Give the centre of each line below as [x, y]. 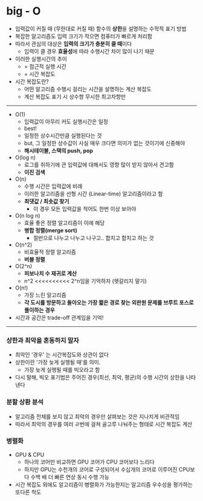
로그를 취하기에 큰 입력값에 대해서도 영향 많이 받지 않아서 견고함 [99, 164]
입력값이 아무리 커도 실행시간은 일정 [66, 121]
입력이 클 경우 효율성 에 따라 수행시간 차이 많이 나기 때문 [89, 51]
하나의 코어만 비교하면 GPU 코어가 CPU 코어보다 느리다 [89, 462]
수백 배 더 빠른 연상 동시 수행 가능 [70, 477]
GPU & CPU [30, 454]
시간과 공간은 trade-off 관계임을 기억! [59, 317]
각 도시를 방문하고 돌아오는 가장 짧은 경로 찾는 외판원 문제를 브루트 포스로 [109, 302]
